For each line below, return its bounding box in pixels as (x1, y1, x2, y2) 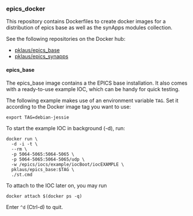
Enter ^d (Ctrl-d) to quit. (6, 203, 63, 210)
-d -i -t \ (11, 141, 38, 147)
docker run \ (6, 136, 38, 142)
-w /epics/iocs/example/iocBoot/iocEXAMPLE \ (11, 161, 125, 168)
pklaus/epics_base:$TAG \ (11, 166, 75, 172)
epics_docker (6, 5, 46, 13)
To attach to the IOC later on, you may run (6, 182, 107, 189)
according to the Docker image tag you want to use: (6, 103, 132, 110)
